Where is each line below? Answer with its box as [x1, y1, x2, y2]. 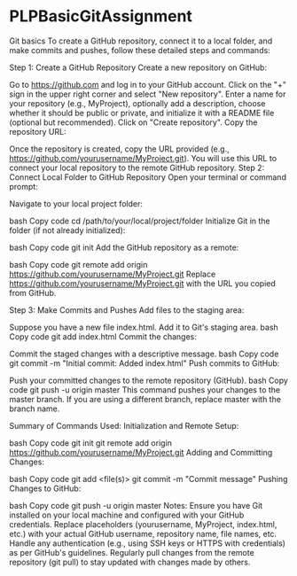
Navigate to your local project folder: [9, 198, 144, 209]
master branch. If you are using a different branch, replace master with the [9, 393, 282, 404]
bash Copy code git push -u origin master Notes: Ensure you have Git [9, 500, 263, 510]
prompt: [9, 181, 38, 191]
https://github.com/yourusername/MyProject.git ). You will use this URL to [9, 152, 277, 163]
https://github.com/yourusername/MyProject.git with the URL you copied [9, 277, 277, 289]
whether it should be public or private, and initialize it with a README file [9, 107, 275, 118]
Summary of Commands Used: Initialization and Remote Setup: [9, 420, 239, 431]
